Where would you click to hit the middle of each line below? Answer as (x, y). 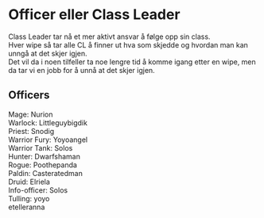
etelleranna (27, 207)
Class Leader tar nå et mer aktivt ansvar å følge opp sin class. (109, 36)
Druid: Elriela (29, 182)
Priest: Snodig (31, 131)
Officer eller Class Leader (94, 15)
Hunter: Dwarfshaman (45, 156)
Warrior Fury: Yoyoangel (48, 140)
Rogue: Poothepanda (43, 165)
